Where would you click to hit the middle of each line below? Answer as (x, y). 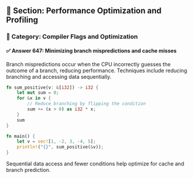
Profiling (22, 20)
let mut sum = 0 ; (38, 93)
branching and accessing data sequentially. (59, 76)
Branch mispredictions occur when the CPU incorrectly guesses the (88, 64)
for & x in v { (34, 98)
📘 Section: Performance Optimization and (84, 11)
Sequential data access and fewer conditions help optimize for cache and (95, 164)
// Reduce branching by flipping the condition (86, 104)
